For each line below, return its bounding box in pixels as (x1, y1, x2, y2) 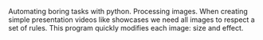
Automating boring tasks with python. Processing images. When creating (8, 7, 249, 16)
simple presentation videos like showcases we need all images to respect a (8, 15, 255, 24)
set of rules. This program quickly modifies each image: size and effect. (8, 24, 244, 32)
